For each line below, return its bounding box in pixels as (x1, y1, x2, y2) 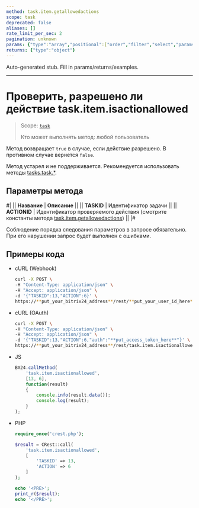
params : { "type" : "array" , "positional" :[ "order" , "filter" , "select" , (6, 42, 176, 48)
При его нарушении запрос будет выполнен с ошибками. (6, 232, 152, 239)
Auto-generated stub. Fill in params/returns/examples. (6, 63, 139, 70)
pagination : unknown (6, 36, 57, 42)
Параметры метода (6, 186, 84, 196)
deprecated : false (6, 20, 52, 25)
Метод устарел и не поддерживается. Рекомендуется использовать (6, 162, 179, 169)
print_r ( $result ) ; (14, 491, 60, 497)
